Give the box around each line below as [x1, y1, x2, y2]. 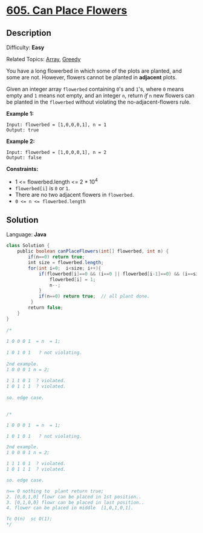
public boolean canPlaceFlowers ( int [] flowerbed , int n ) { [17, 248, 169, 254]
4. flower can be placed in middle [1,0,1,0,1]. [6, 505, 134, 511]
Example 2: [6, 137, 35, 145]
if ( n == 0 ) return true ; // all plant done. [38, 293, 150, 300]
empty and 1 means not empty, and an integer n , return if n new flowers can [6, 92, 195, 99]
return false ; [28, 305, 63, 311]
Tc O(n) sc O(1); [6, 516, 53, 522]
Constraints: [6, 165, 39, 173]
